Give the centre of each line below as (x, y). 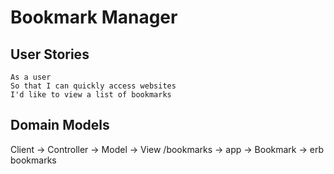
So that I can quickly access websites (93, 86)
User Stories (50, 54)
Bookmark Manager (94, 17)
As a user (31, 77)
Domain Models (60, 125)
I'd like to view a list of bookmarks (91, 95)
